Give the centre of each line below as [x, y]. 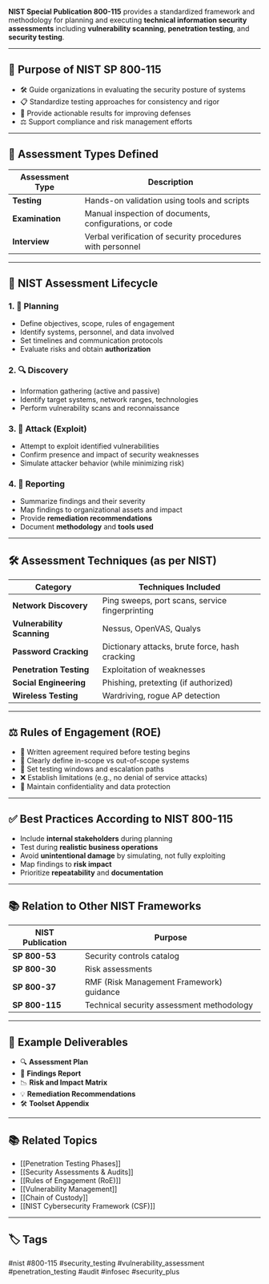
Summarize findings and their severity [82, 501]
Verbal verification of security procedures [163, 236]
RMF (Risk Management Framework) [153, 982]
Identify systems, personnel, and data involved [97, 332]
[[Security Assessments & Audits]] [76, 1172]
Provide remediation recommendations [86, 518]
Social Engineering [49, 682]
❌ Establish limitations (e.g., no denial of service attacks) [114, 777]
